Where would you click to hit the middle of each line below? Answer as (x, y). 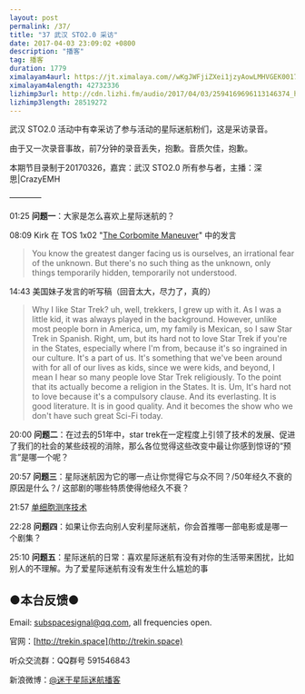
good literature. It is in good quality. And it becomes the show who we (162, 406)
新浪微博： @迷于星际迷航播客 (65, 680)
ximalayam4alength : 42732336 (64, 85)
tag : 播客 (26, 60)
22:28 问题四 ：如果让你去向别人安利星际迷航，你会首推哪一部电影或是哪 (145, 527)
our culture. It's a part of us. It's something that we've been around (157, 358)
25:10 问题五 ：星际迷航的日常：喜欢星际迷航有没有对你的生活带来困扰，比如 (152, 557)
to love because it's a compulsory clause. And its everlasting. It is (154, 397)
